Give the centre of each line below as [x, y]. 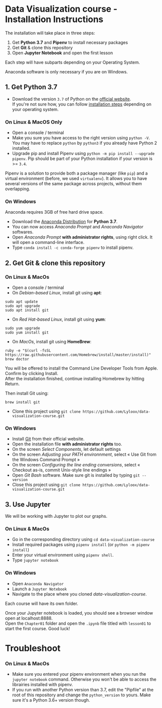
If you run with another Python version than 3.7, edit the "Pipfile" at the [83, 690]
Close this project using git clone [46, 485]
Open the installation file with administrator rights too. [67, 444]
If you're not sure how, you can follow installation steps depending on [82, 104]
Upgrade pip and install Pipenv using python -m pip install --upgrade [83, 154]
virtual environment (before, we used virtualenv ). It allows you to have [76, 178]
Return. [12, 384]
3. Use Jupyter [28, 504]
